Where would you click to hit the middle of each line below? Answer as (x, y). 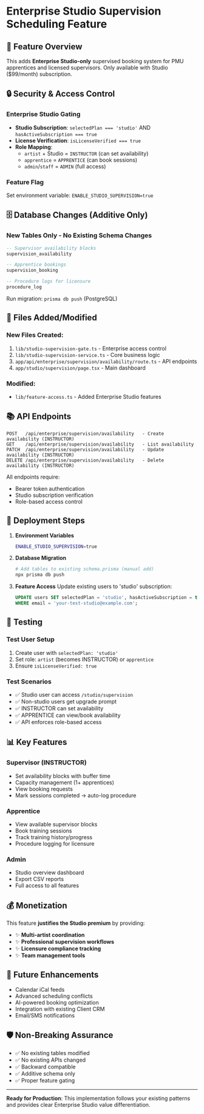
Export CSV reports (39, 879)
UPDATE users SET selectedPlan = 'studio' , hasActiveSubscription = (104, 598)
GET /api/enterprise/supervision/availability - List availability (100, 444)
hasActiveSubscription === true (56, 134)
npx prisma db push (40, 575)
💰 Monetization (37, 905)
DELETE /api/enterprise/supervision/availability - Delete (85, 460)
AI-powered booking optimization (57, 1002)
